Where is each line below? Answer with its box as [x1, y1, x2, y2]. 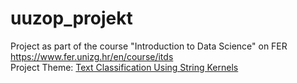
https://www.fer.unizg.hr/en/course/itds [10, 50, 174, 62]
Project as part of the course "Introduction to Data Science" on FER [10, 40, 288, 52]
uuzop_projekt [10, 7, 133, 30]
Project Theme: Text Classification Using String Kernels [10, 61, 239, 73]
